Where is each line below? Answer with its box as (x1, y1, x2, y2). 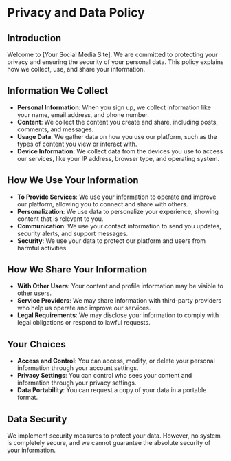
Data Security (7, 413, 67, 425)
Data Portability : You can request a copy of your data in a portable (16, 386, 207, 394)
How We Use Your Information (7, 174, 139, 186)
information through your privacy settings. (16, 378, 137, 387)
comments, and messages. (16, 125, 94, 133)
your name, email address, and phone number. (16, 110, 149, 118)
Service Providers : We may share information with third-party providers (16, 297, 222, 305)
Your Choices (7, 339, 67, 350)
